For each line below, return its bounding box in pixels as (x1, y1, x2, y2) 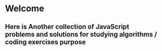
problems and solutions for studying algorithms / (5, 30, 157, 38)
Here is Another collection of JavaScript (5, 23, 129, 31)
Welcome (5, 3, 44, 14)
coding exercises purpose (5, 38, 86, 46)
